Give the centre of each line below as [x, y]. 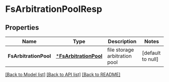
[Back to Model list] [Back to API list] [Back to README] [63, 75]
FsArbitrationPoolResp [54, 9]
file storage [121, 50]
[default [151, 53]
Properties [22, 28]
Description [122, 41]
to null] [150, 59]
